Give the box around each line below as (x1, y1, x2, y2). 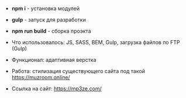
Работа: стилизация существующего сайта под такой (11, 68, 145, 75)
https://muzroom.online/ (11, 74, 70, 80)
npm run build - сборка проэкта (11, 27, 91, 34)
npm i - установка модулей (11, 5, 80, 12)
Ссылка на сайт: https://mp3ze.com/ (11, 85, 102, 92)
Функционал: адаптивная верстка (11, 57, 97, 63)
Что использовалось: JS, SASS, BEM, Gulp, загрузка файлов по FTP (11, 39, 180, 45)
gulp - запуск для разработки (11, 16, 86, 23)
